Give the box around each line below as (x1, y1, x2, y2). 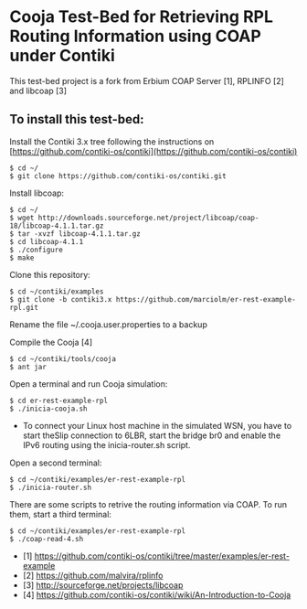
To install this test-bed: (9, 112, 144, 127)
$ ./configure (9, 245, 64, 254)
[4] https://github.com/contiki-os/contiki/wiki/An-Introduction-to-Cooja (22, 589, 291, 600)
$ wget (9, 213, 35, 222)
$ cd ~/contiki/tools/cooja (9, 354, 117, 363)
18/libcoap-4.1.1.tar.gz (9, 221, 104, 230)
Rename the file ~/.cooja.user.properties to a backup (9, 318, 207, 330)
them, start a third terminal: (9, 508, 112, 519)
